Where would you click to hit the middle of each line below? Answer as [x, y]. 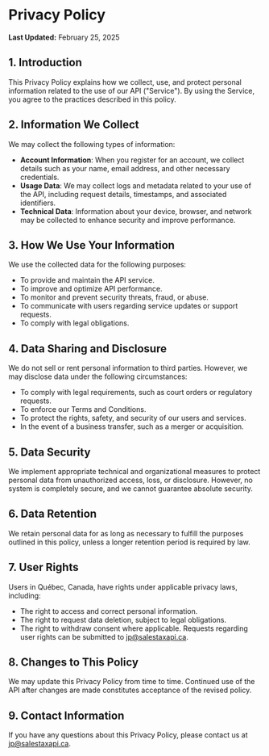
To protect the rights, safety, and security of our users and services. [133, 418]
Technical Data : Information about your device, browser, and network [136, 211]
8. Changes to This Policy [74, 663]
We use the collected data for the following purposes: [97, 265]
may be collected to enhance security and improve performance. [128, 220]
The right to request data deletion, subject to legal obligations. [123, 619]
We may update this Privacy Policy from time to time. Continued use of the [132, 682]
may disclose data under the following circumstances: [98, 376]
